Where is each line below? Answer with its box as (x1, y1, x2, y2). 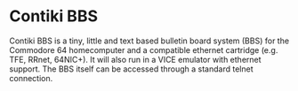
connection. (9, 72, 53, 83)
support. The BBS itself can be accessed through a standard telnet (9, 64, 254, 74)
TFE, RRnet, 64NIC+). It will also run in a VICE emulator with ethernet (9, 54, 262, 64)
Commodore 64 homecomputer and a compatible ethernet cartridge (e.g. (9, 44, 278, 55)
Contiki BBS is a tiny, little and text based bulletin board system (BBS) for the (9, 35, 290, 46)
